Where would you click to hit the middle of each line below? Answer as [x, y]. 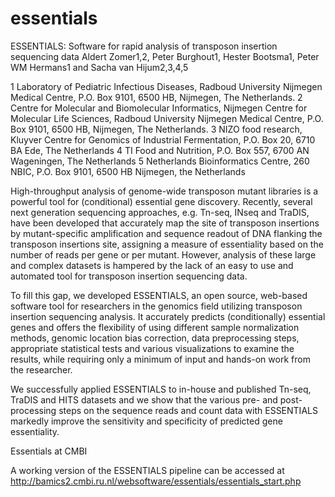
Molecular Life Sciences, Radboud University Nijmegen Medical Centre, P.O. [167, 118]
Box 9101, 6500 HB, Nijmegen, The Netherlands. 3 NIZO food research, [156, 129]
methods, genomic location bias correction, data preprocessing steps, [155, 338]
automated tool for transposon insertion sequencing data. [129, 276]
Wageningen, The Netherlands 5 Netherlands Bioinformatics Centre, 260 [160, 161]
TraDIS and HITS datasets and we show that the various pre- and [144, 399]
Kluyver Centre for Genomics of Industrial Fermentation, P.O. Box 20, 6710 [163, 139]
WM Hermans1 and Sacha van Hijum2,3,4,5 [99, 67]
